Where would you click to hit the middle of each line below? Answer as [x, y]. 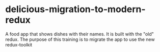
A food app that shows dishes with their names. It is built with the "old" [80, 34]
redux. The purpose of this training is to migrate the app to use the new [80, 39]
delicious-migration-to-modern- [76, 9]
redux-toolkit [19, 44]
